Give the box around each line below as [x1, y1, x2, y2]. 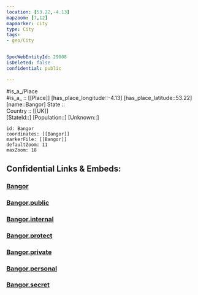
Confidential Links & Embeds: [6, 164, 121, 174]
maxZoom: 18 [6, 147, 37, 153]
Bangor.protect [6, 231, 53, 240]
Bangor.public [6, 198, 50, 207]
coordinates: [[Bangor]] [6, 131, 70, 137]
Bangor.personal [6, 264, 58, 273]
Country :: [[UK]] [6, 107, 49, 114]
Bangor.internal [6, 215, 54, 223]
